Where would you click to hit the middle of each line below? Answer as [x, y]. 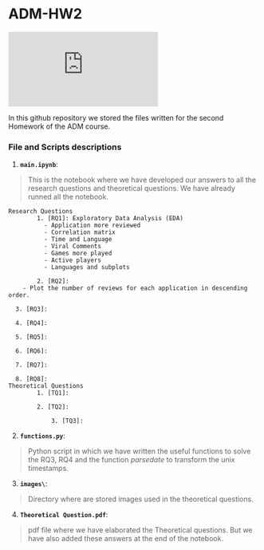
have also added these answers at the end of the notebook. [126, 539]
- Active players [73, 260]
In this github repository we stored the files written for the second [116, 117]
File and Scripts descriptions [65, 147]
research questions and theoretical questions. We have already [131, 188]
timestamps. [48, 469]
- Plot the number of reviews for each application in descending [135, 288]
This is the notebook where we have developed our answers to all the [142, 180]
